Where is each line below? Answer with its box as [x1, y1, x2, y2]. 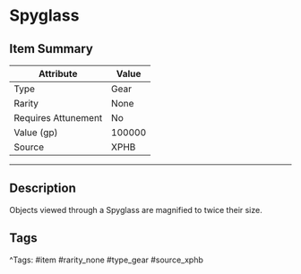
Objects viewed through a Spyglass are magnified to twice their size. [9, 204, 262, 215]
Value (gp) [13, 126, 58, 139]
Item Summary [9, 41, 94, 56]
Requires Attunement [13, 112, 103, 124]
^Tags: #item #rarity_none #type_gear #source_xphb [9, 254, 204, 265]
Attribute [39, 68, 78, 80]
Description [9, 181, 76, 196]
